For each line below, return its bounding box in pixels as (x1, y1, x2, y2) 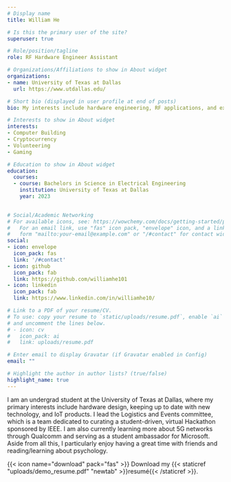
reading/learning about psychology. (7, 446, 109, 455)
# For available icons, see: (7, 218, 91, 225)
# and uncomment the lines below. (7, 320, 107, 327)
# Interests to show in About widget (7, 117, 115, 124)
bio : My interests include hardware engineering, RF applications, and (7, 104, 217, 111)
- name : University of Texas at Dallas (7, 79, 122, 86)
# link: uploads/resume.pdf (7, 339, 94, 346)
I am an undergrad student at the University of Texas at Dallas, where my (7, 395, 214, 404)
